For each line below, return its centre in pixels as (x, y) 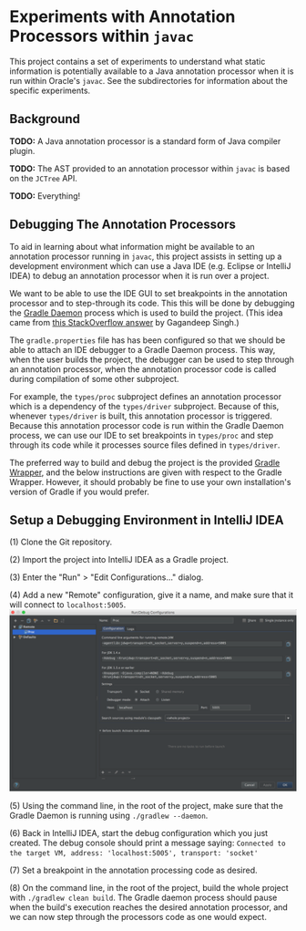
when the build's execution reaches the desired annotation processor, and (149, 907)
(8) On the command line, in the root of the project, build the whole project (149, 888)
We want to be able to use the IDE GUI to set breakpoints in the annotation (149, 293)
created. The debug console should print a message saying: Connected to (148, 843)
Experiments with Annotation (122, 17)
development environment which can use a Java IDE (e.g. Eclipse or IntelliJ (150, 265)
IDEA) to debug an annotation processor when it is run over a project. (139, 275)
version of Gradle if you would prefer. (80, 491)
